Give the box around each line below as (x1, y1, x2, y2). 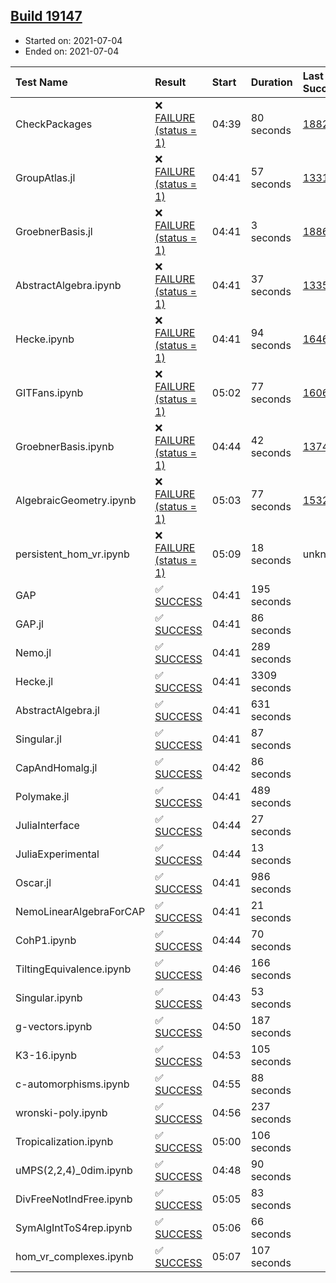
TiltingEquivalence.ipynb (15, 962, 132, 976)
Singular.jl (15, 732, 62, 746)
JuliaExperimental (15, 847, 100, 861)
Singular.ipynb (15, 990, 83, 1004)
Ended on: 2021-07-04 (24, 45, 120, 57)
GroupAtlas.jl (15, 170, 76, 184)
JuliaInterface (15, 818, 80, 832)
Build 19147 (10, 8, 83, 25)
